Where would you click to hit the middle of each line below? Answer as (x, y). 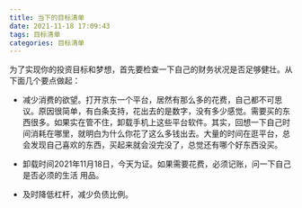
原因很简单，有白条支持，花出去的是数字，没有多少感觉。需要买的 (160, 111)
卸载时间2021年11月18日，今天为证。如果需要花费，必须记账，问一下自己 (157, 164)
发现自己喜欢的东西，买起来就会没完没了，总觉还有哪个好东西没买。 (156, 145)
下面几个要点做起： (45, 81)
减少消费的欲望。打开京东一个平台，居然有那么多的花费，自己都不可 (148, 100)
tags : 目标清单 (35, 34)
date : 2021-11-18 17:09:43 (60, 26)
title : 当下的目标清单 (47, 18)
